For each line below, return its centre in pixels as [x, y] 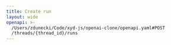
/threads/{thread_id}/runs [45, 33]
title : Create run [29, 11]
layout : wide [22, 17]
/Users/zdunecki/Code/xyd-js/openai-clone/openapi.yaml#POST [88, 28]
